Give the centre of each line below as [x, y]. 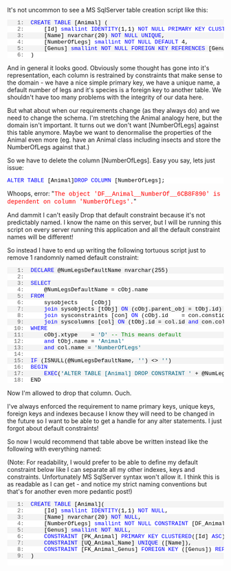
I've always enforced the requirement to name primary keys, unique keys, [111, 406]
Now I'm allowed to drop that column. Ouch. [69, 393]
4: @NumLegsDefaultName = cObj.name [82, 290]
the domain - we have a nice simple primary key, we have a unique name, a [113, 83]
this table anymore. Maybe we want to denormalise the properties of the [109, 132]
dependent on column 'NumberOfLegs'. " [72, 202]
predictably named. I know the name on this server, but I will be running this [114, 222]
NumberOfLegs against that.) [48, 147]
